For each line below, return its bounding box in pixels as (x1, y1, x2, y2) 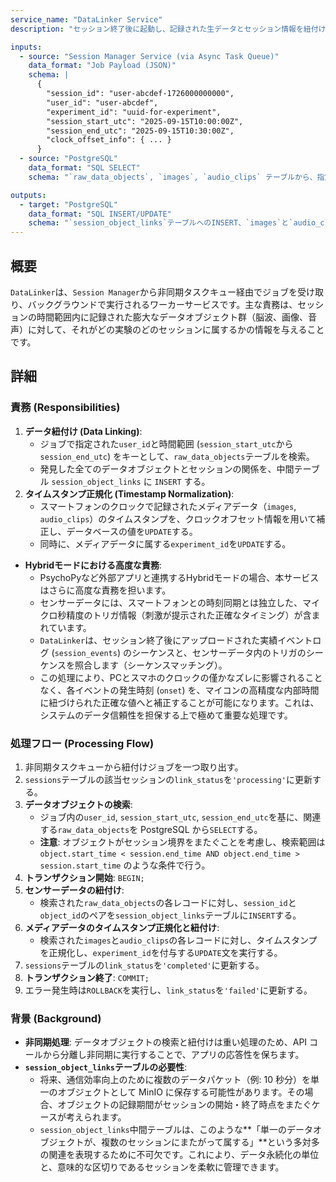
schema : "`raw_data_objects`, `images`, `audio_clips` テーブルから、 (28, 172, 318, 182)
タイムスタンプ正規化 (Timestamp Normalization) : (24, 487, 235, 500)
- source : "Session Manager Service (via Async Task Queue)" (19, 51, 280, 61)
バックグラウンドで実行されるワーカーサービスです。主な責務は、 (27, 298, 298, 310)
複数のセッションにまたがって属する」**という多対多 (101, 1136, 320, 1148)
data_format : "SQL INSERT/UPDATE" (28, 209, 172, 219)
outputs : (10, 190, 47, 200)
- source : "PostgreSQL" (19, 154, 118, 164)
